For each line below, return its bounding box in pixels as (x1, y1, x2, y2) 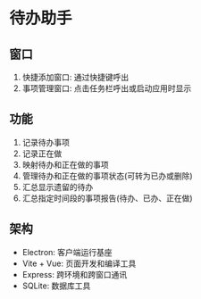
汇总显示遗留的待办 (21, 181, 94, 192)
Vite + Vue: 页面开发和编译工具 (21, 258, 137, 269)
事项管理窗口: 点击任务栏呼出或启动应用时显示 (21, 83, 192, 94)
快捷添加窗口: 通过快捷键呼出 (21, 72, 130, 82)
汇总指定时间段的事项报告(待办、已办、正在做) (21, 193, 194, 203)
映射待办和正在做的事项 (21, 159, 109, 170)
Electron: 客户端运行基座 (21, 246, 113, 257)
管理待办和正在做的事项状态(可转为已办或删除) (21, 170, 194, 181)
